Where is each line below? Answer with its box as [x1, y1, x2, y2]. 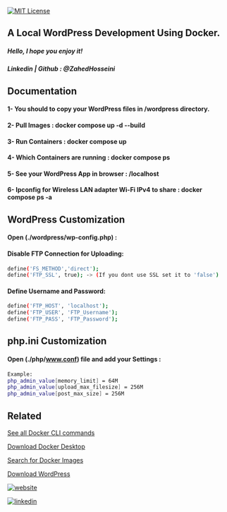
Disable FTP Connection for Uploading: [7, 249, 125, 258]
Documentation [7, 85, 78, 97]
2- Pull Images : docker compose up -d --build [7, 121, 146, 129]
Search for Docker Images [7, 456, 84, 464]
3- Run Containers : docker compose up [7, 137, 127, 145]
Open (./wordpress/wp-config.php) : [7, 233, 118, 242]
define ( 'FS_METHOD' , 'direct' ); [7, 265, 99, 272]
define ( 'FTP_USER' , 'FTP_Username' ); [7, 309, 118, 316]
